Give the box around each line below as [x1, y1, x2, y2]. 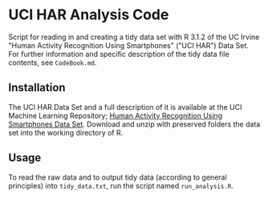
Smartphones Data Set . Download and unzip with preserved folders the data [8, 119, 261, 129]
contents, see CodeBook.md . [8, 58, 97, 67]
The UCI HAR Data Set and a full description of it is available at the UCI [8, 102, 242, 111]
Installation [8, 81, 66, 95]
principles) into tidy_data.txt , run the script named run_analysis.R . [8, 180, 234, 190]
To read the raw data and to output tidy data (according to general [8, 172, 227, 182]
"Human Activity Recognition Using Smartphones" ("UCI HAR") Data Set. [8, 40, 249, 50]
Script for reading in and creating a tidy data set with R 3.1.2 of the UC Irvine [8, 32, 260, 42]
